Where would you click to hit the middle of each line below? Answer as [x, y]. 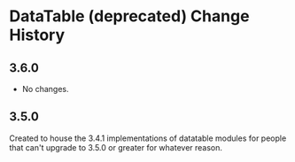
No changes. [45, 89]
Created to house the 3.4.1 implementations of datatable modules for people [148, 138]
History [37, 35]
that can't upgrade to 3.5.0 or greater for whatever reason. [116, 147]
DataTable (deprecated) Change [129, 16]
